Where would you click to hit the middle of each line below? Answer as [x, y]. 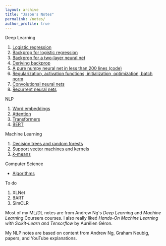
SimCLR [20, 203]
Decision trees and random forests [48, 144]
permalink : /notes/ [25, 19]
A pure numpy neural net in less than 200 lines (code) [67, 68]
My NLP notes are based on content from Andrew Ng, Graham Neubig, [77, 233]
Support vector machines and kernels [51, 149]
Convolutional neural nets [38, 84]
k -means [22, 154]
